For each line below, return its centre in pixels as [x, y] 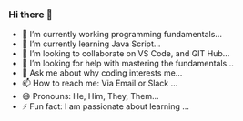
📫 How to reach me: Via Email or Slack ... [100, 83]
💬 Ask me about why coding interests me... [102, 73]
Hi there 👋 [31, 15]
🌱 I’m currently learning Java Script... [91, 44]
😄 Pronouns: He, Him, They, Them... [91, 96]
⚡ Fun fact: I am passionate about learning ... [106, 106]
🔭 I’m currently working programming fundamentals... [121, 35]
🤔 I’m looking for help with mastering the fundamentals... [127, 64]
